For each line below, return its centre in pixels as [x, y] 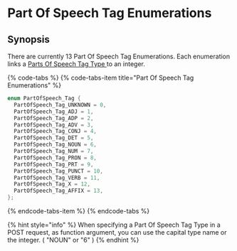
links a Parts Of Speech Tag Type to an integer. [77, 64]
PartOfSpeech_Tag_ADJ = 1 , [54, 112]
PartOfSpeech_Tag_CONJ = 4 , [56, 132]
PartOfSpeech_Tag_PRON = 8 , [56, 158]
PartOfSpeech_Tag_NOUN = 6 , [56, 145]
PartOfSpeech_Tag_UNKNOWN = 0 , [60, 105]
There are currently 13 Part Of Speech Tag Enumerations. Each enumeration [119, 56]
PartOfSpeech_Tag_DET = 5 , [54, 138]
